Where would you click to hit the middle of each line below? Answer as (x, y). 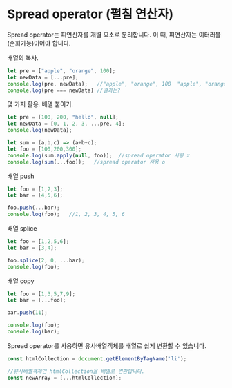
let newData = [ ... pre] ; (43, 77)
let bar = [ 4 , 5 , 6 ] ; (35, 195)
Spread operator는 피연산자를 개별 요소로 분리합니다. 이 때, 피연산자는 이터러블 (114, 35)
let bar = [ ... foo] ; (37, 300)
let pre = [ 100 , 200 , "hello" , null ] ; (63, 117)
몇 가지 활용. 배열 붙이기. (40, 104)
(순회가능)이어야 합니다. (39, 43)
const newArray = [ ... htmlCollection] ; (65, 378)
